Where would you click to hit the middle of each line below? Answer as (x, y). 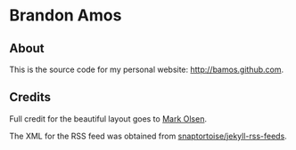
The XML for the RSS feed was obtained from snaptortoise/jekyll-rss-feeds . (148, 136)
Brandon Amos (66, 16)
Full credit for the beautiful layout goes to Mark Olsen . (108, 118)
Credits (30, 97)
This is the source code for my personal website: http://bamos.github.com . (146, 69)
